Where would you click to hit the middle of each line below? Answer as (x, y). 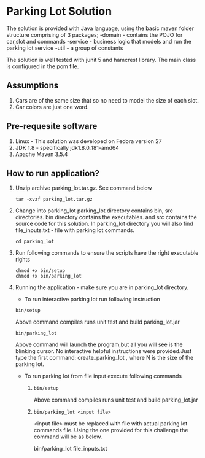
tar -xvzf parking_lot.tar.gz (54, 200)
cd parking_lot (35, 242)
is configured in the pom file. (43, 66)
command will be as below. (68, 437)
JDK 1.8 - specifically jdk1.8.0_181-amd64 (67, 147)
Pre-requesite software (52, 126)
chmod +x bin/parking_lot (48, 276)
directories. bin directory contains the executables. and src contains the (106, 217)
